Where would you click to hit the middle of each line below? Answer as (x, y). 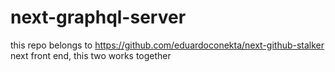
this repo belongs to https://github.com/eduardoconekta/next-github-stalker (167, 45)
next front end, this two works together (91, 55)
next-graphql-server (98, 17)
